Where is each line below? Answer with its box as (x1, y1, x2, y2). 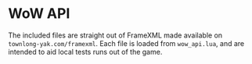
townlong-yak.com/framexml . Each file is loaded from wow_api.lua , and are (8, 38, 245, 48)
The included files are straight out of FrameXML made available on (8, 30, 223, 40)
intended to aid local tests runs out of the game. (8, 47, 163, 56)
